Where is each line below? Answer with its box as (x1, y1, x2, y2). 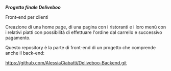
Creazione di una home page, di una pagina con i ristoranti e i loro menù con (5, 24, 166, 30)
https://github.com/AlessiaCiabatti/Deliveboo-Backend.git (5, 60, 127, 65)
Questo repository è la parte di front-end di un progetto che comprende (5, 45, 156, 50)
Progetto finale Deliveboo (5, 5, 61, 10)
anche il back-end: (5, 50, 45, 56)
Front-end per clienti (5, 14, 48, 20)
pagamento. (5, 35, 31, 41)
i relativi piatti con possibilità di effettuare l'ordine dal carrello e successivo (5, 29, 162, 35)
